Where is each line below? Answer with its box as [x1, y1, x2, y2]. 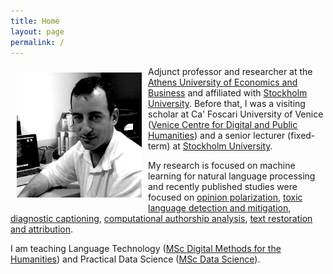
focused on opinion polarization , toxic [148, 191, 303, 204]
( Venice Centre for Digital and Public [148, 119, 298, 131]
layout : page [10, 26, 65, 37]
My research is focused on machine [148, 160, 296, 172]
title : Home [10, 16, 60, 26]
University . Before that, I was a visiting [148, 98, 306, 110]
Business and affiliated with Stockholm [148, 87, 308, 99]
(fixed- [287, 130, 316, 142]
